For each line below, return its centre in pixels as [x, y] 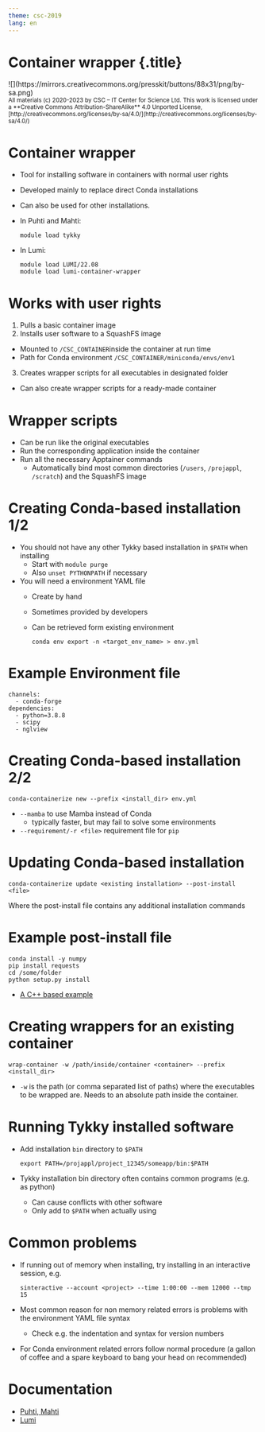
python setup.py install [49, 980]
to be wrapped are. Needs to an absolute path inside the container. [129, 1095]
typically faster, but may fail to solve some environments [124, 822]
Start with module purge [70, 565]
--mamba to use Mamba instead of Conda [86, 814]
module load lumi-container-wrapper [80, 272]
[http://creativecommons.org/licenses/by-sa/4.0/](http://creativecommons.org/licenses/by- [133, 114]
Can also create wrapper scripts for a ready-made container [118, 388]
